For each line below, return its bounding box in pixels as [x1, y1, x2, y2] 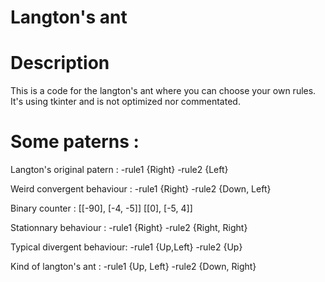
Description [10, 52, 110, 75]
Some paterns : [10, 131, 140, 153]
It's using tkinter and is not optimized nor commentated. [10, 96, 241, 108]
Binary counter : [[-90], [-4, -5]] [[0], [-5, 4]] [10, 202, 193, 215]
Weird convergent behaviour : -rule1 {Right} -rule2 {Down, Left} [10, 183, 272, 195]
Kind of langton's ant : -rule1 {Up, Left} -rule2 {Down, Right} [10, 261, 257, 273]
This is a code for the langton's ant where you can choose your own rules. [10, 85, 317, 97]
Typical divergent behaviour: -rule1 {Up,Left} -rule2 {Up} [10, 241, 243, 253]
